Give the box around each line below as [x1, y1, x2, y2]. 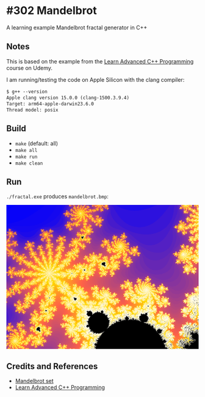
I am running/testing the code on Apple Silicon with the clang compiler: [6, 76, 185, 83]
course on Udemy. [6, 64, 53, 71]
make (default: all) [15, 140, 59, 147]
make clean [15, 160, 43, 166]
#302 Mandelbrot [6, 4, 97, 18]
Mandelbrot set [15, 377, 54, 385]
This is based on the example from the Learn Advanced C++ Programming [6, 57, 194, 65]
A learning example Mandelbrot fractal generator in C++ [6, 24, 148, 31]
